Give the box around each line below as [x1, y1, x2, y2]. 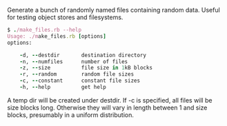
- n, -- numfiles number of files [19, 58, 128, 65]
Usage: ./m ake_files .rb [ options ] [7, 32, 107, 40]
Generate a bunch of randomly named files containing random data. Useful [7, 6, 221, 14]
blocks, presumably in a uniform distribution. [7, 110, 135, 119]
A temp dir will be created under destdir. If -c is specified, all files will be [7, 96, 213, 104]
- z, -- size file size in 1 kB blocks [19, 65, 153, 72]
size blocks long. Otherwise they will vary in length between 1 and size [7, 103, 208, 112]
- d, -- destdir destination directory [19, 52, 147, 59]
